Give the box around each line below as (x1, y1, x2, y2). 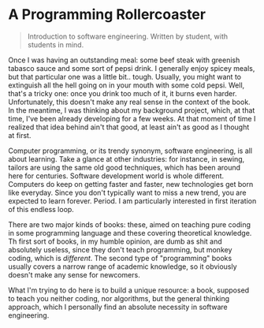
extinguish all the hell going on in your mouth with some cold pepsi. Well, (8, 80, 245, 90)
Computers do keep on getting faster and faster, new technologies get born (8, 179, 254, 188)
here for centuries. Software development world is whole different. (8, 171, 225, 181)
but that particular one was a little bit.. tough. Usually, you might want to (8, 72, 242, 81)
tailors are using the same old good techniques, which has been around (8, 162, 241, 172)
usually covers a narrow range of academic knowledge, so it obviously (8, 262, 238, 271)
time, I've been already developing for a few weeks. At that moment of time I (8, 114, 256, 123)
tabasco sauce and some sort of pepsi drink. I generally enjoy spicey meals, (8, 63, 255, 73)
